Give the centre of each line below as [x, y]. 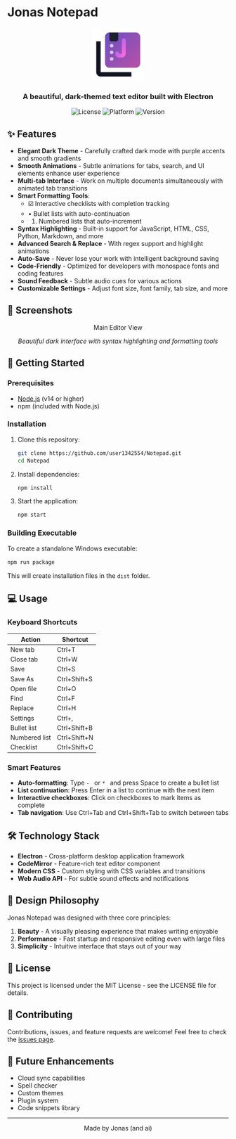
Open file [24, 688]
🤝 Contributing [40, 1015]
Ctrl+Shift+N [75, 738]
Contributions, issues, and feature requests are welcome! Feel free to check [117, 1031]
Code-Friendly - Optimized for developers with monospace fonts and [118, 266]
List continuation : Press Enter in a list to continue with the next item [116, 790]
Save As [22, 678]
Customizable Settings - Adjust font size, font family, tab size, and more [123, 288]
